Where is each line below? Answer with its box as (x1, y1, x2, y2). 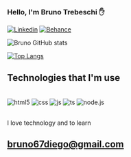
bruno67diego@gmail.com (7, 138, 124, 150)
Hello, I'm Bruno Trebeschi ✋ (7, 7, 105, 16)
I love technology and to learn (7, 119, 91, 127)
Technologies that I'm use (7, 72, 121, 84)
